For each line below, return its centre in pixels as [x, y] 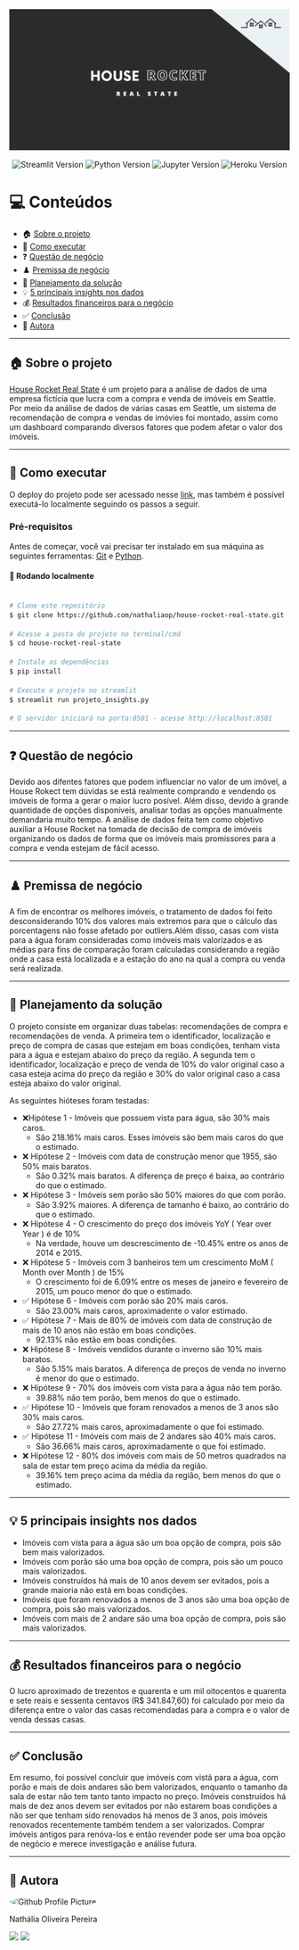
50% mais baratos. [57, 1166]
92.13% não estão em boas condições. [106, 1339]
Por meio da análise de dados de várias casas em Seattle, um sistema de [143, 408]
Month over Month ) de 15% [73, 1272]
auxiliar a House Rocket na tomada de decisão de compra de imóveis [136, 830]
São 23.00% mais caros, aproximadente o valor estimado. [141, 1310]
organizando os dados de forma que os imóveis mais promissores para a [142, 839]
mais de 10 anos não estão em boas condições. [109, 1330]
